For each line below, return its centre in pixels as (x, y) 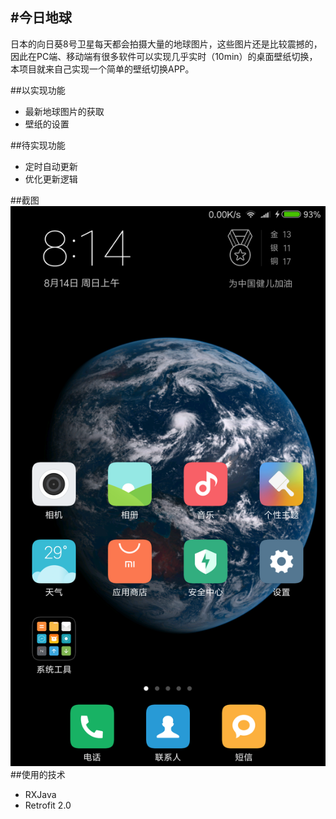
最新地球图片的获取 (64, 111)
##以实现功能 (38, 90)
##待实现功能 (38, 145)
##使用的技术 (38, 774)
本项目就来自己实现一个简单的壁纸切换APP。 (102, 69)
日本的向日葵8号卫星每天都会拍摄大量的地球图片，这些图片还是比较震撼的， (166, 44)
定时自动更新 (51, 166)
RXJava (40, 794)
